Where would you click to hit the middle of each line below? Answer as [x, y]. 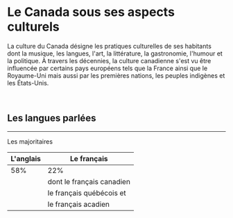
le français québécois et [87, 193]
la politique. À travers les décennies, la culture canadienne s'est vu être [109, 60]
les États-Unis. [28, 83]
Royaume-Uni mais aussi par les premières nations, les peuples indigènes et [116, 75]
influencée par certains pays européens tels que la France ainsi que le [107, 68]
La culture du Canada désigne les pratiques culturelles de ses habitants [109, 46]
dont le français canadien [89, 181]
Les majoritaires [30, 141]
